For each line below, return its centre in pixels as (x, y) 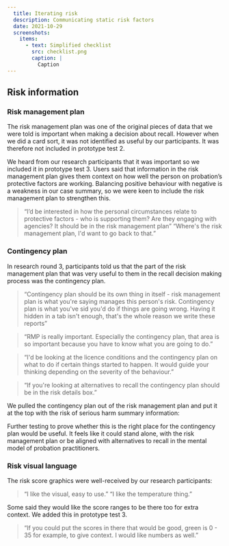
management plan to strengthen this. (59, 198)
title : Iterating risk (45, 13)
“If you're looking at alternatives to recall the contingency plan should (122, 385)
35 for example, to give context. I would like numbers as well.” (111, 535)
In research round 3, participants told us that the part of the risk (97, 266)
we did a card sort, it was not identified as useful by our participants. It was (113, 141)
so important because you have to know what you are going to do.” (118, 344)
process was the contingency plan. (56, 281)
